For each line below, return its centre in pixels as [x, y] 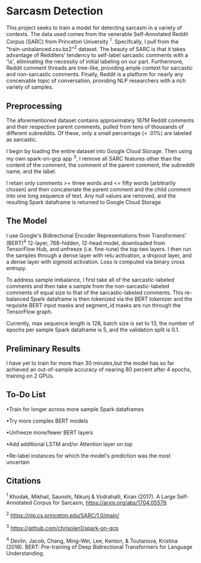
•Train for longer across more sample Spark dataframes [75, 409]
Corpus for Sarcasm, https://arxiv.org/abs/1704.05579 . [100, 503]
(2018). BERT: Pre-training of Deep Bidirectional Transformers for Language [99, 547]
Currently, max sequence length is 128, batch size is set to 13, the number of [100, 324]
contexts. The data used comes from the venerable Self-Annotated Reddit [97, 34]
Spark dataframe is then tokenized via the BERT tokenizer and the [111, 299]
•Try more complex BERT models [47, 421]
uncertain [18, 462]
